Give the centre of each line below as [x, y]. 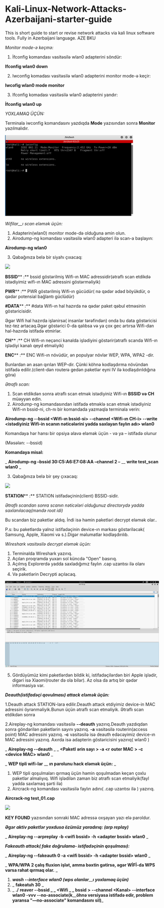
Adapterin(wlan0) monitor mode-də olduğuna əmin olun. [69, 233]
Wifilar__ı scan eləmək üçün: [34, 223]
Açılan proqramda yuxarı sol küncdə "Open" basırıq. [64, 558]
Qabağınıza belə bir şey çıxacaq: [45, 476]
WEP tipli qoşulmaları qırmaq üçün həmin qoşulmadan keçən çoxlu [79, 773]
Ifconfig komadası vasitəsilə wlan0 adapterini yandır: [65, 95]
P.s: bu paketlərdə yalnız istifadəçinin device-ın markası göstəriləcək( [75, 529]
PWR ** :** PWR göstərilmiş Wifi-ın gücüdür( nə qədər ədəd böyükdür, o [78, 291]
